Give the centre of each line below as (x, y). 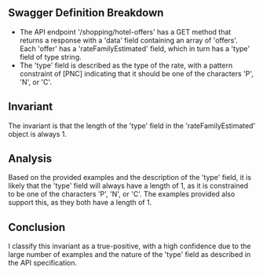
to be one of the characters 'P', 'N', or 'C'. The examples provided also (122, 194)
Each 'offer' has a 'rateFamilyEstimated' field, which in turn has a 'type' (134, 48)
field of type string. (50, 57)
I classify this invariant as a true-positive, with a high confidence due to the (130, 246)
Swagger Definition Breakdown (86, 13)
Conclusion (37, 227)
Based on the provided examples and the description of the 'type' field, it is (130, 178)
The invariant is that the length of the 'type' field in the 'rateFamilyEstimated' (132, 126)
